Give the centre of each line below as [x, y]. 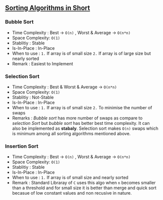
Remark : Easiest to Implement [43, 63]
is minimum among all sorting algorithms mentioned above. [71, 133]
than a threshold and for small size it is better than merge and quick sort [84, 188]
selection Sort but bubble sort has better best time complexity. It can [81, 123]
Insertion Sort [22, 146]
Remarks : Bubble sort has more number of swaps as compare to [77, 118]
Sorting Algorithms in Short [47, 8]
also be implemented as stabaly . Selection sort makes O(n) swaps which [85, 128]
